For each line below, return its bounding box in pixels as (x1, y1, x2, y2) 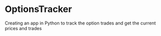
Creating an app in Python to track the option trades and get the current (5, 20, 156, 26)
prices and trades (5, 25, 42, 31)
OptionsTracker (5, 3, 72, 15)
